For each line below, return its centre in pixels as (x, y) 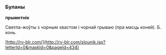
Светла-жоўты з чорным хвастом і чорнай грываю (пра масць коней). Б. (83, 27)
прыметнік (17, 18)
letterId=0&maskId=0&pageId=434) (42, 48)
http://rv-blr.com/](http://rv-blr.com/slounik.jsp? (56, 42)
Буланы (15, 7)
